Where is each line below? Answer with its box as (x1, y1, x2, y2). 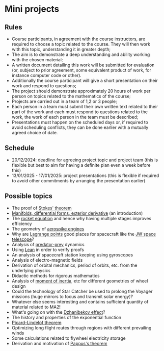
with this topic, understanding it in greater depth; (11, 47, 111, 52)
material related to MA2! (11, 304, 61, 310)
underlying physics (11, 267, 51, 273)
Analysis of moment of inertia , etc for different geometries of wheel (11, 278, 148, 284)
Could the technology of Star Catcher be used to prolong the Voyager (11, 288, 153, 294)
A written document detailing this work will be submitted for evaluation (11, 62, 155, 68)
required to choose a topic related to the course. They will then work (11, 41, 151, 47)
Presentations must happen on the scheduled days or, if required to (11, 119, 148, 125)
